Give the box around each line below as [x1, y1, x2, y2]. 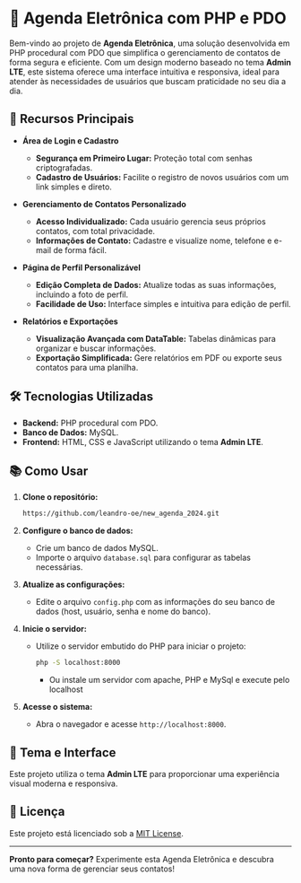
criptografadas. [35, 162, 93, 173]
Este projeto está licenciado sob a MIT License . [9, 827, 184, 838]
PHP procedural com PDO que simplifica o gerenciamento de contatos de [9, 47, 280, 57]
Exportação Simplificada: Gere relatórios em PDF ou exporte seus [35, 352, 282, 363]
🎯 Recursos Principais [9, 111, 134, 127]
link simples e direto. [35, 181, 112, 192]
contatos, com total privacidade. [35, 225, 155, 236]
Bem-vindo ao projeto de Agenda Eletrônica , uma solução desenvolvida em [9, 38, 290, 48]
